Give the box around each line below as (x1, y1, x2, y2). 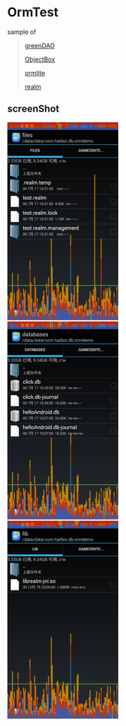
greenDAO (24, 41, 55, 49)
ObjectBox (24, 54, 56, 64)
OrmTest (7, 4, 58, 21)
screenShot (7, 103, 60, 115)
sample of (7, 28, 37, 36)
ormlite (24, 69, 46, 77)
